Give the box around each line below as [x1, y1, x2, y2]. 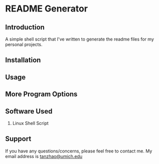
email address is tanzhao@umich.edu [5, 153, 82, 159]
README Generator [5, 3, 88, 14]
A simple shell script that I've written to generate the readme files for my [5, 36, 154, 42]
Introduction [5, 23, 45, 31]
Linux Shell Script [12, 120, 49, 126]
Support [5, 134, 31, 143]
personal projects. [5, 41, 42, 47]
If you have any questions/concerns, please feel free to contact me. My [5, 148, 152, 154]
